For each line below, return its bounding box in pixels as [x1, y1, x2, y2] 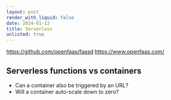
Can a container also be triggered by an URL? [15, 81, 129, 88]
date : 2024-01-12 [6, 20, 50, 26]
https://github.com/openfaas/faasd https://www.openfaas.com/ [6, 48, 165, 55]
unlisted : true [6, 32, 45, 38]
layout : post [6, 8, 39, 15]
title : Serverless [6, 25, 53, 32]
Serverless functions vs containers [6, 65, 142, 76]
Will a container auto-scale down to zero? [15, 88, 119, 95]
